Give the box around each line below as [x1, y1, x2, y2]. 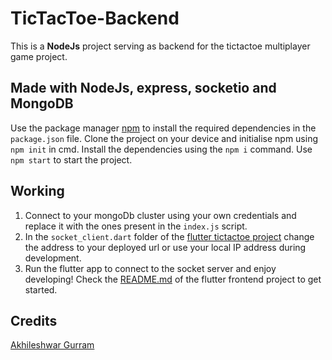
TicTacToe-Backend [10, 7, 180, 30]
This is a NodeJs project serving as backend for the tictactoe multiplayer [10, 40, 311, 52]
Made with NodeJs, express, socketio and [10, 80, 277, 97]
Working [10, 183, 65, 200]
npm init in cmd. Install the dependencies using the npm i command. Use [10, 143, 313, 155]
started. [24, 283, 58, 296]
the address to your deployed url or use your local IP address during [24, 241, 307, 253]
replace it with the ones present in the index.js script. [24, 220, 248, 232]
